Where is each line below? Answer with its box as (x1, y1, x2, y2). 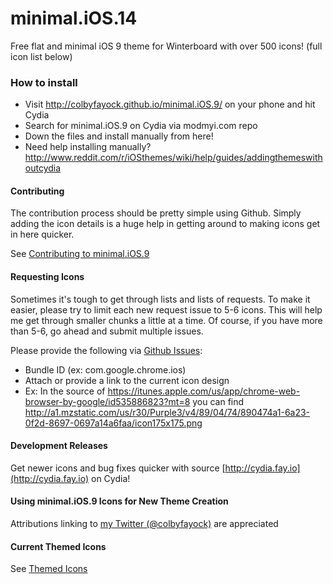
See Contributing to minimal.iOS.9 (10, 248, 150, 260)
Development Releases (10, 440, 108, 452)
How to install (10, 75, 78, 89)
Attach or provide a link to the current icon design (24, 374, 230, 386)
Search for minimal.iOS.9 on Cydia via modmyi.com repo (24, 120, 258, 132)
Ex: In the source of (24, 385, 106, 397)
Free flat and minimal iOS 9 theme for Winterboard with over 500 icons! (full (10, 40, 323, 52)
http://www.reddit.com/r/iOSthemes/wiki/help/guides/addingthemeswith (24, 152, 323, 164)
